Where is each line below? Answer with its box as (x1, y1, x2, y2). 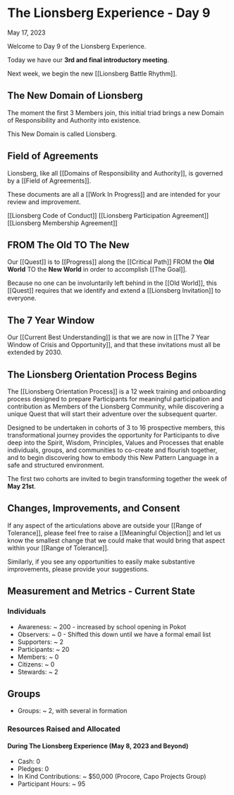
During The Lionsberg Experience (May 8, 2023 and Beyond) (7, 741, 189, 750)
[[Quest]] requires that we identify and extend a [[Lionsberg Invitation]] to (7, 286, 221, 295)
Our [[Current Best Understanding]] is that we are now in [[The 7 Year (7, 333, 210, 341)
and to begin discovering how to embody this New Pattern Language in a (7, 454, 219, 461)
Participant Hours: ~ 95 (17, 779, 86, 788)
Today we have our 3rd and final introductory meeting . (7, 55, 169, 64)
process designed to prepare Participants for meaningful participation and (7, 395, 223, 403)
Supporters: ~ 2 (17, 637, 64, 646)
